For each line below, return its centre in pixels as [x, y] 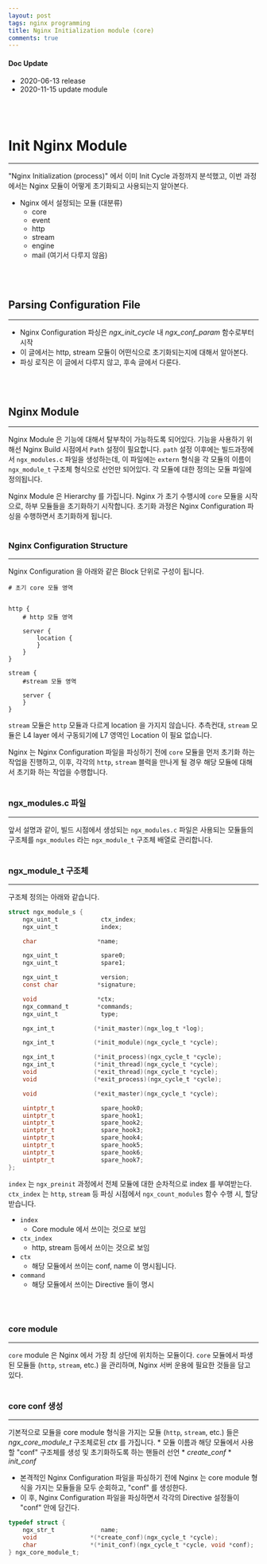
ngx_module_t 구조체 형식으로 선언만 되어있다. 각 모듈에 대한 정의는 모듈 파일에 [130, 469]
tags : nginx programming [49, 23]
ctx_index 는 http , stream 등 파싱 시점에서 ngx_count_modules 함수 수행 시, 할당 [133, 1194]
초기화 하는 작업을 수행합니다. [62, 772]
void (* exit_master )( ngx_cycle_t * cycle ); [120, 1094]
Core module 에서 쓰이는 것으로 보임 [89, 1229]
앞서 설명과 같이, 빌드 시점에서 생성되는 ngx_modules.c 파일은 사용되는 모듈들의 [131, 829]
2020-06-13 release [52, 81]
